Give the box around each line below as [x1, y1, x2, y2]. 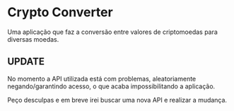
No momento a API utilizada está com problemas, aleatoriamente [7, 74, 197, 83]
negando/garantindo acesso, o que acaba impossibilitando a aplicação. [7, 82, 216, 90]
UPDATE [7, 56, 45, 68]
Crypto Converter [7, 4, 113, 21]
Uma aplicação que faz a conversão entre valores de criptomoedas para [7, 28, 218, 36]
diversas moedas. [7, 35, 59, 43]
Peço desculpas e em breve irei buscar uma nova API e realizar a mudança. [7, 95, 228, 104]
